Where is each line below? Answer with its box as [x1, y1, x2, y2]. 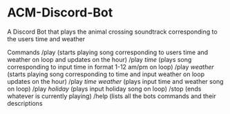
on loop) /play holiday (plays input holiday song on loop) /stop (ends [7, 84, 202, 93]
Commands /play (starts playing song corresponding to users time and [7, 48, 209, 56]
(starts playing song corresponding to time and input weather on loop [7, 70, 205, 78]
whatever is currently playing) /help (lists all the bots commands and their [7, 91, 216, 100]
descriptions [7, 99, 43, 107]
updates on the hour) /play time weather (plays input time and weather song [7, 77, 224, 85]
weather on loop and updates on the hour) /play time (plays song [7, 55, 192, 63]
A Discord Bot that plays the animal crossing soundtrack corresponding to [7, 27, 218, 36]
